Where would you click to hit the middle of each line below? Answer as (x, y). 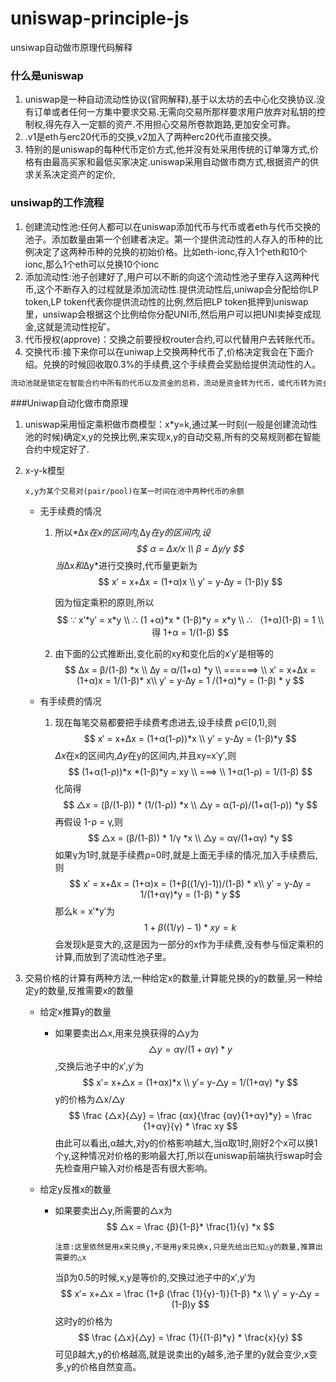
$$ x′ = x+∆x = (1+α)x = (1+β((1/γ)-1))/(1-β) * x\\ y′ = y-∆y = (190, 884)
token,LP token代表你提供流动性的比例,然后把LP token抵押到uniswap (166, 301)
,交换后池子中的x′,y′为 (99, 1066)
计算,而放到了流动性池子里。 (113, 957)
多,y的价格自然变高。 (98, 1367)
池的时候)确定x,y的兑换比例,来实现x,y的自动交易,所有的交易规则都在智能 (173, 437)
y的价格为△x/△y (89, 1099)
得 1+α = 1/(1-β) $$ (190, 633)
